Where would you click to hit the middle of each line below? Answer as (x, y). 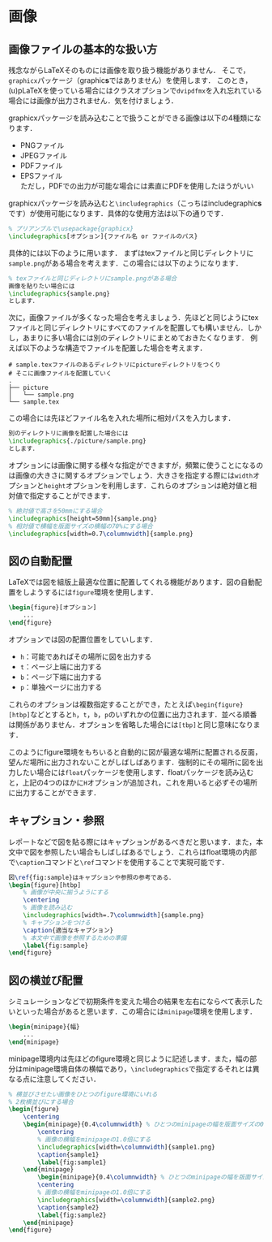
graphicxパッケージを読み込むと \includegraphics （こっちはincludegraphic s (135, 203)
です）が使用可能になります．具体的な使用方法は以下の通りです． (118, 213)
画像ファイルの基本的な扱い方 (83, 49)
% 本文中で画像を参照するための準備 (75, 938)
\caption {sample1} (68, 1154)
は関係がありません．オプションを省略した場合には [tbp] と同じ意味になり (131, 725)
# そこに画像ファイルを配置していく (60, 374)
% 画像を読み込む (48, 908)
